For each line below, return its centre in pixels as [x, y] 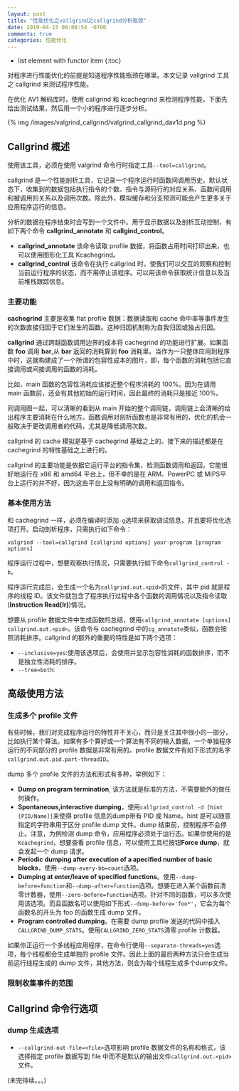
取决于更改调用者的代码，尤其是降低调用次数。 [82, 426]
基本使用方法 [30, 504]
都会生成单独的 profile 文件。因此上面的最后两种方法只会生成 [134, 954]
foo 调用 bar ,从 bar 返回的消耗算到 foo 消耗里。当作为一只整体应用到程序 [123, 351]
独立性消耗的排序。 [52, 661]
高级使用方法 [36, 693]
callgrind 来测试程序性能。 [54, 84]
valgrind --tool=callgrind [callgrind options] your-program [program [114, 542]
